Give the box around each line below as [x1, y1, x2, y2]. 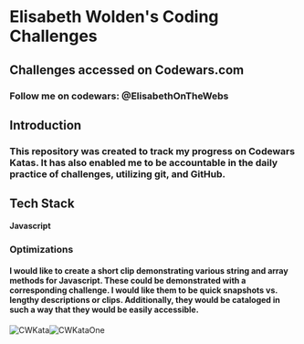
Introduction [9, 117, 82, 133]
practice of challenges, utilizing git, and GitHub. [9, 167, 226, 180]
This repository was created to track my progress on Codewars [9, 144, 295, 157]
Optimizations [9, 243, 74, 255]
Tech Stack [9, 196, 75, 212]
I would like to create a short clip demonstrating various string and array [9, 266, 289, 276]
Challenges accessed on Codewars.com [9, 62, 245, 78]
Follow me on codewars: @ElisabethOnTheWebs [9, 89, 229, 102]
